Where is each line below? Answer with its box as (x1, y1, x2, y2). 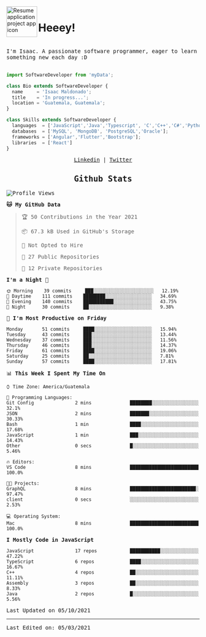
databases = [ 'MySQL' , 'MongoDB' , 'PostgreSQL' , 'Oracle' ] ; (12, 128, 169, 134)
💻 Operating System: (6, 514, 61, 520)
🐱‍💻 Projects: (6, 481, 40, 487)
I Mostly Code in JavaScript (6, 536, 94, 544)
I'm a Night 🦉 (6, 276, 49, 284)
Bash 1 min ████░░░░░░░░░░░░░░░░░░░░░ (6, 422, 199, 428)
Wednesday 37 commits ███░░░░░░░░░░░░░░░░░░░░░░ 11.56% (6, 337, 177, 343)
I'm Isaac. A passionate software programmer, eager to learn (6, 47, 197, 55)
